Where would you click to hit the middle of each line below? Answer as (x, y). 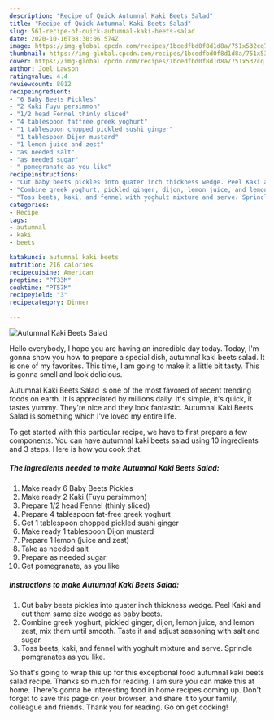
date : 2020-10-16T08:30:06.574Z (64, 39)
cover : (20, 62)
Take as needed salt (54, 549)
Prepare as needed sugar (63, 557)
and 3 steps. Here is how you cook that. (76, 449)
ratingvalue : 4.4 (39, 76)
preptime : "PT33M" (40, 280)
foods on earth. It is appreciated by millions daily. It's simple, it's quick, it (131, 399)
